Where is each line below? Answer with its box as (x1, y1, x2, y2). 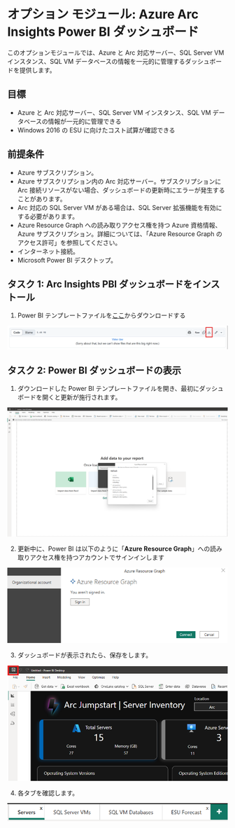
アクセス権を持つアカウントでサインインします (29, 553, 165, 562)
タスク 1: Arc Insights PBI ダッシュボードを (7, 278, 193, 290)
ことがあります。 (17, 194, 66, 203)
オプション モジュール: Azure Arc (7, 6, 199, 22)
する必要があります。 (17, 212, 79, 221)
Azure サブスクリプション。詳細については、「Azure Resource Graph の (17, 229, 222, 238)
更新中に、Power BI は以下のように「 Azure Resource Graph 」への (17, 544, 211, 553)
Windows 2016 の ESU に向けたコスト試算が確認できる (17, 125, 176, 134)
